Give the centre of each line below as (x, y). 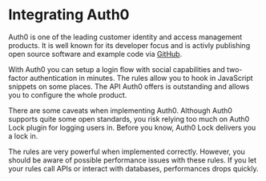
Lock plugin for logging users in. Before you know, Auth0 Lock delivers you (132, 127)
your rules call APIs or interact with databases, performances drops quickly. (133, 168)
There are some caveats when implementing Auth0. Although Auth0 (120, 111)
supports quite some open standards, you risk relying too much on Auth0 (129, 119)
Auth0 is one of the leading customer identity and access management (125, 37)
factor (18, 78)
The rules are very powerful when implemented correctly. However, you (127, 151)
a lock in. (23, 136)
